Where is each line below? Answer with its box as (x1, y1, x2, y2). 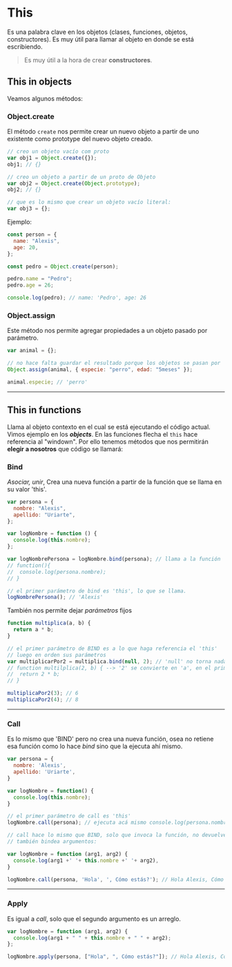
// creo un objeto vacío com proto (7, 148, 110, 155)
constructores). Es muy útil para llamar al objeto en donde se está (7, 35, 195, 43)
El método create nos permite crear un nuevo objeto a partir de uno (7, 127, 200, 136)
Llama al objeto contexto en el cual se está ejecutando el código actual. (7, 422, 211, 431)
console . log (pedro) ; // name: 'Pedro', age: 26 (7, 294, 147, 302)
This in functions (7, 404, 81, 416)
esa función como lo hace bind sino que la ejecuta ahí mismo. (7, 742, 183, 750)
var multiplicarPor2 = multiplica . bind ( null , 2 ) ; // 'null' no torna (7, 658, 212, 665)
